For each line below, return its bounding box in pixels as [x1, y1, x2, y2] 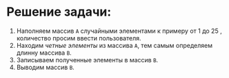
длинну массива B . [16, 49, 72, 57]
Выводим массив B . [16, 63, 75, 71]
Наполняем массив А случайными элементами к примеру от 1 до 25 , [16, 27, 222, 35]
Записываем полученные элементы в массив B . [16, 55, 159, 64]
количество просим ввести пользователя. [16, 34, 142, 42]
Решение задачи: [6, 4, 112, 20]
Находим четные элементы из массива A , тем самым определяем [16, 41, 213, 49]
